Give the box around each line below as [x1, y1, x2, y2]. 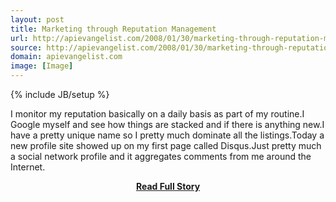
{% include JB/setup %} [10, 89, 110, 100]
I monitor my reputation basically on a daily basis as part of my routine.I [10, 108, 305, 120]
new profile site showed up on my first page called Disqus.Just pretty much [10, 140, 322, 151]
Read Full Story [135, 181, 201, 192]
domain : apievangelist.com [10, 52, 123, 62]
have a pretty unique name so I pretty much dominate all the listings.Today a [10, 129, 325, 141]
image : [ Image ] [10, 61, 74, 71]
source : [10, 42, 43, 53]
